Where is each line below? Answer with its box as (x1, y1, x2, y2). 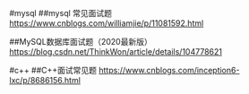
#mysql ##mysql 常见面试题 (9, 8, 113, 18)
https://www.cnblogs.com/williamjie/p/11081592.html (9, 18, 204, 29)
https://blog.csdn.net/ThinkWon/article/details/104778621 (9, 47, 222, 56)
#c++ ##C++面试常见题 (9, 65, 97, 75)
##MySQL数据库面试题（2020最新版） (9, 37, 152, 47)
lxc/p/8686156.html (9, 75, 81, 85)
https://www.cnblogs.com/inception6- (98, 65, 240, 75)
